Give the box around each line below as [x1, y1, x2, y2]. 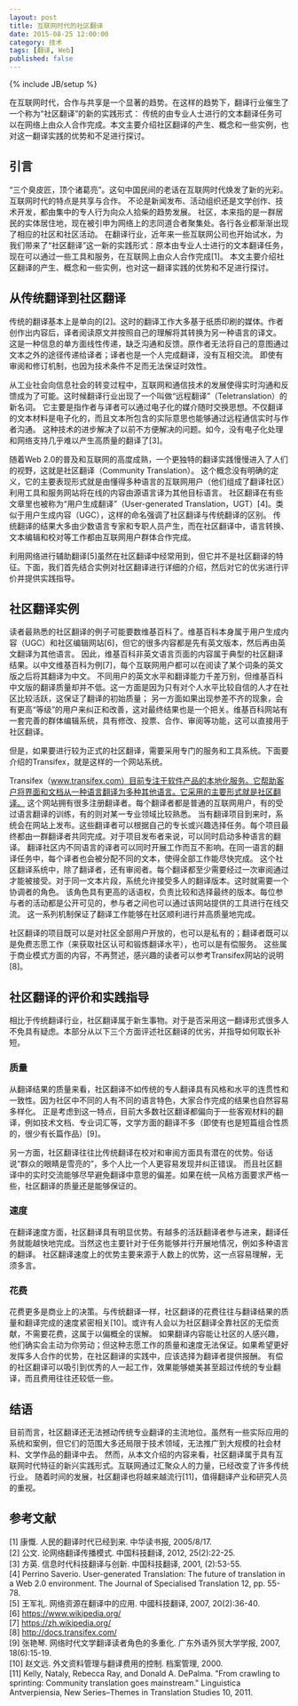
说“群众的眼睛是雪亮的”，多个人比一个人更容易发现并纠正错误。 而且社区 [9, 1158, 275, 1169]
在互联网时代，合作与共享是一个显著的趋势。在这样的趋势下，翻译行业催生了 [9, 97, 289, 108]
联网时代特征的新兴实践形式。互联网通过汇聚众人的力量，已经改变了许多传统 [9, 1460, 289, 1470]
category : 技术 [9, 37, 63, 47]
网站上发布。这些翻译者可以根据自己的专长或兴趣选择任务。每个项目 [32, 820, 281, 831]
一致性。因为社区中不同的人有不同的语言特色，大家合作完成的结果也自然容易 [9, 1095, 289, 1106]
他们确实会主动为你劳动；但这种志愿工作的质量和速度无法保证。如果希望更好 [9, 1340, 289, 1350]
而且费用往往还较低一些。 [24, 1373, 118, 1384]
